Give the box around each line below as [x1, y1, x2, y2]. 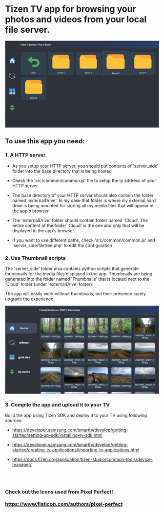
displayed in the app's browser [12, 227, 74, 233]
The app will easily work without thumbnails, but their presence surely [5, 290, 146, 296]
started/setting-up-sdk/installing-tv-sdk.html [12, 432, 102, 438]
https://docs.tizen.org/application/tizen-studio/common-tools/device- [12, 456, 153, 463]
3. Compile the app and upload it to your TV [5, 401, 110, 408]
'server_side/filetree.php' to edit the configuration [12, 242, 112, 248]
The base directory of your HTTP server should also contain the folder [12, 192, 154, 198]
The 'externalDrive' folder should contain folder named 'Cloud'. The [12, 217, 148, 223]
